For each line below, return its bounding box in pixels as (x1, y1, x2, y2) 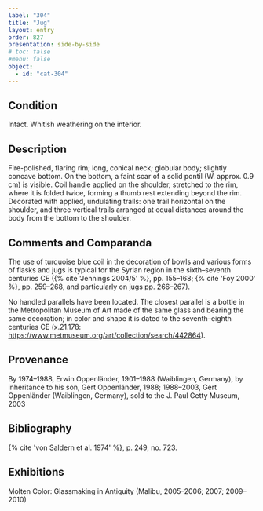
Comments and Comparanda (8, 236, 152, 250)
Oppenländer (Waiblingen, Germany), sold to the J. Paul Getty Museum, (8, 390, 240, 400)
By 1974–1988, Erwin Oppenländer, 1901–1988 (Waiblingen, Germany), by (8, 374, 243, 383)
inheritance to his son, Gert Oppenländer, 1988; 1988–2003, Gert (8, 382, 217, 392)
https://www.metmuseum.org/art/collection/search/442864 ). (8, 330, 206, 340)
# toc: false (8, 48, 51, 56)
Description (8, 142, 67, 155)
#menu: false (8, 56, 51, 64)
